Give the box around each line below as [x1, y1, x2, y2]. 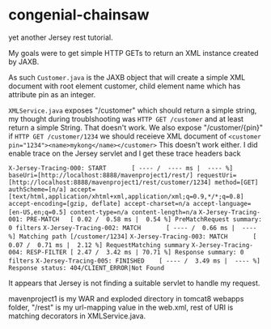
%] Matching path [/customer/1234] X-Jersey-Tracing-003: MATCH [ [8, 233, 257, 241]
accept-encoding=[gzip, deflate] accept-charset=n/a [8, 199, 190, 207]
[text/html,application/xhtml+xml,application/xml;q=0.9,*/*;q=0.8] [8, 192, 244, 200]
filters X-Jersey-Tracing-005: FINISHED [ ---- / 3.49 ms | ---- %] [8, 257, 260, 265]
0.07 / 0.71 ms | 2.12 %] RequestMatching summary [8, 241, 190, 249]
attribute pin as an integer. [8, 89, 96, 99]
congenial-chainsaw [8, 6, 150, 24]
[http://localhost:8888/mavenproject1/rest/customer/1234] [8, 178, 212, 186]
